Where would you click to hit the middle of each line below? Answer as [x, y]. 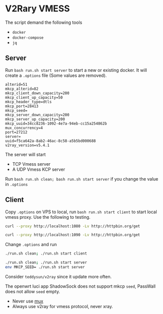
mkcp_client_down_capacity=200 [37, 93]
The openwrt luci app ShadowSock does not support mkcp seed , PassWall [80, 286]
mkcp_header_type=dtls [28, 102]
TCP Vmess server [31, 164]
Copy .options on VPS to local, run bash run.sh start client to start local [81, 212]
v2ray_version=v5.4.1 [27, 145]
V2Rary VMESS [38, 9]
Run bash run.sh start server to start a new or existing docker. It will [76, 70]
